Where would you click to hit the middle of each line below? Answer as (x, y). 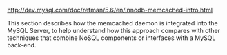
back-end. (22, 45)
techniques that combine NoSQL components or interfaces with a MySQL (111, 38)
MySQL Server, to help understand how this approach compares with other (114, 31)
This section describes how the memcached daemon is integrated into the (113, 23)
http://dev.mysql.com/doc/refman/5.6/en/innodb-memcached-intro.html (110, 10)
